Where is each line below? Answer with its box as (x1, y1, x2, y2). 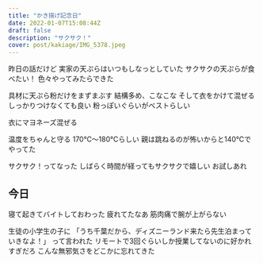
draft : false (8, 26, 51, 34)
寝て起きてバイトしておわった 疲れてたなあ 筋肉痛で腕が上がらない (8, 209, 227, 219)
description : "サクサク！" (8, 33, 91, 42)
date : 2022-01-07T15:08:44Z (8, 19, 101, 27)
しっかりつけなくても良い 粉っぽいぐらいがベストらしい (8, 101, 191, 110)
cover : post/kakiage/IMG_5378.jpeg (8, 41, 126, 49)
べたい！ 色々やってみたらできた (8, 74, 114, 83)
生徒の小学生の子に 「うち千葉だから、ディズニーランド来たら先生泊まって (8, 226, 252, 235)
